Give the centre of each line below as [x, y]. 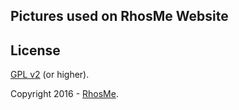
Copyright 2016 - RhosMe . [64, 94]
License [35, 50]
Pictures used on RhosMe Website [119, 16]
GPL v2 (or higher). [50, 75]
